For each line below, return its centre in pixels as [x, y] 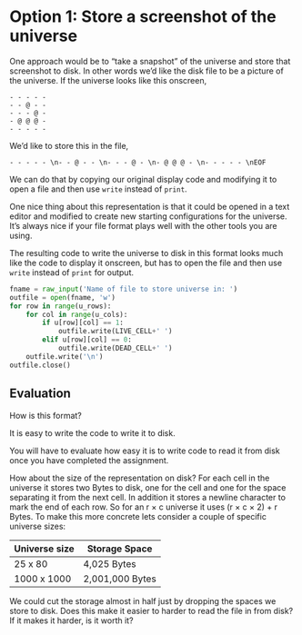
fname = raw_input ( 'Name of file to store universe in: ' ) [124, 289]
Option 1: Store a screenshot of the [143, 17]
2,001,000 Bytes [120, 579]
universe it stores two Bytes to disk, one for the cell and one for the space [148, 487]
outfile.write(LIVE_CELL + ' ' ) [115, 332]
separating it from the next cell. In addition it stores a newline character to [148, 497]
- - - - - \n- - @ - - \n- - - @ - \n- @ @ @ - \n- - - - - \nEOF [138, 162]
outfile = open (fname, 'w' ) [63, 297]
